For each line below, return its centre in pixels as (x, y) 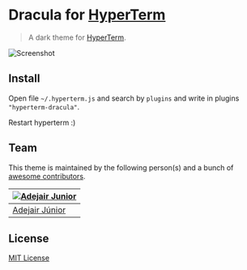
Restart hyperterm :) (42, 122)
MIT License (29, 258)
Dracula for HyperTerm (87, 15)
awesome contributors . (47, 176)
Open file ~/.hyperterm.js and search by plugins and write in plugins (124, 98)
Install (24, 79)
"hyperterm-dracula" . (44, 106)
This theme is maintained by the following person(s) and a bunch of (121, 167)
